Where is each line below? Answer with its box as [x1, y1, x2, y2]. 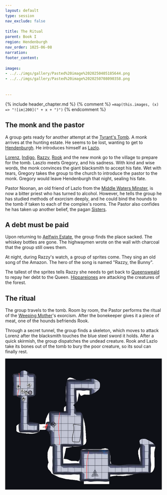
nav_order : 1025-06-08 [5, 45, 52, 50]
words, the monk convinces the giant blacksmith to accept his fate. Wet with [5, 165, 162, 171]
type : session [5, 13, 35, 18]
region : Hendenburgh [5, 40, 48, 45]
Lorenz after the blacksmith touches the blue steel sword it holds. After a [5, 333, 154, 339]
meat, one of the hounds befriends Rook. [5, 318, 89, 324]
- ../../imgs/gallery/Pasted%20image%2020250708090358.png [5, 76, 130, 82]
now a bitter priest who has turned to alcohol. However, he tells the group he [5, 190, 162, 196]
